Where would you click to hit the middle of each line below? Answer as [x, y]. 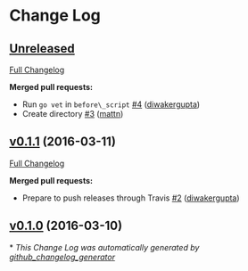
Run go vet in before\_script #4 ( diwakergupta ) [111, 104]
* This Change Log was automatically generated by [104, 247]
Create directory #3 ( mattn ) [73, 114]
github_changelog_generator [62, 257]
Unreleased [42, 49]
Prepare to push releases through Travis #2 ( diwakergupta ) [131, 198]
